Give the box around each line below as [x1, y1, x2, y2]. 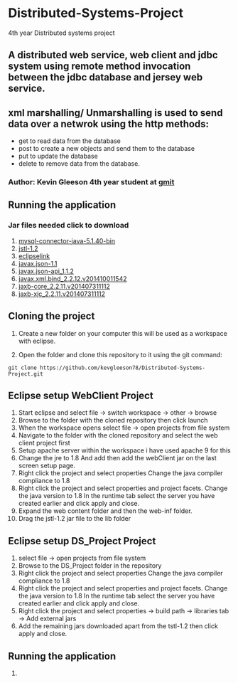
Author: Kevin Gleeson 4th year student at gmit [8, 177, 175, 187]
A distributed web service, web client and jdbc [8, 49, 219, 61]
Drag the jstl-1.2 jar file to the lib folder [18, 514, 131, 523]
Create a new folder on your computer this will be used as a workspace [18, 329, 228, 337]
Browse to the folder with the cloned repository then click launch [18, 416, 208, 425]
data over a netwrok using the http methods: [8, 117, 209, 129]
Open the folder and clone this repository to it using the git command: [18, 350, 223, 359]
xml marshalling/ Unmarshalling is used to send [8, 107, 223, 119]
